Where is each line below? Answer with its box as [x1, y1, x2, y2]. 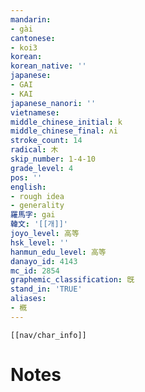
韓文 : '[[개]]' [10, 219, 69, 230]
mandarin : [10, 14, 52, 25]
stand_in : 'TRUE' [10, 284, 83, 295]
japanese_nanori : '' [10, 98, 97, 108]
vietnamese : [10, 107, 60, 118]
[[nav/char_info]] [10, 330, 87, 340]
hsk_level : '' [10, 237, 70, 248]
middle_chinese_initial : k [10, 117, 123, 127]
